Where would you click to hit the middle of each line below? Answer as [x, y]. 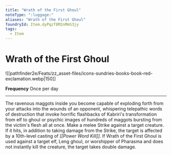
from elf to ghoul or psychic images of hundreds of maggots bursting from [84, 119]
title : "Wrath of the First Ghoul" [43, 10]
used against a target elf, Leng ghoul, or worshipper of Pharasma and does [84, 141]
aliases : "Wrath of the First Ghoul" [46, 19]
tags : [11, 29]
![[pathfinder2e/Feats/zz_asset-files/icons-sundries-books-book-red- [79, 73]
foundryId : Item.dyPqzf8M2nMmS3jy [42, 24]
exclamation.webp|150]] [31, 79]
